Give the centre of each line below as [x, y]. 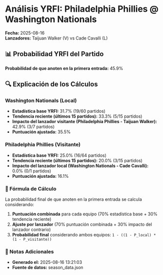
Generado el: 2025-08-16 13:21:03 [47, 262]
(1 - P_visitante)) [32, 240]
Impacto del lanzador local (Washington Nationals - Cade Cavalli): [80, 166]
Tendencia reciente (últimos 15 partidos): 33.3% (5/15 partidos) [77, 116]
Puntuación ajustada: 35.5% [41, 132]
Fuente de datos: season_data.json [48, 268]
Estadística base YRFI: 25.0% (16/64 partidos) [59, 155]
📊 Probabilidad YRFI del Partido [54, 54]
